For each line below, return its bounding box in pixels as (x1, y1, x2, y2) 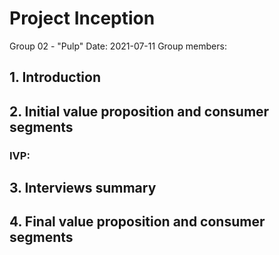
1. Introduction (9, 69, 101, 86)
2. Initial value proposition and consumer (9, 103, 270, 120)
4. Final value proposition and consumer (9, 213, 266, 231)
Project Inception (9, 7, 156, 30)
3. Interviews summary (9, 180, 157, 197)
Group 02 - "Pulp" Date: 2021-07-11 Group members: (9, 40, 227, 52)
